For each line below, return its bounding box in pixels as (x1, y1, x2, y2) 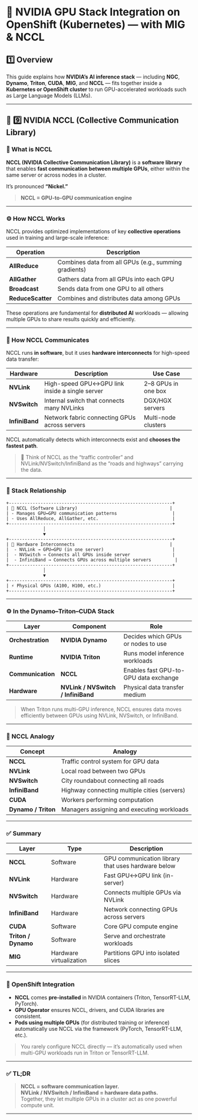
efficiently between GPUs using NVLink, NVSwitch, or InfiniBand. (20, 711, 179, 719)
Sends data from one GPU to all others (57, 285, 164, 293)
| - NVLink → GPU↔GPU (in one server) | (6, 546, 176, 553)
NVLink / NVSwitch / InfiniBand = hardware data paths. (20, 1089, 159, 1096)
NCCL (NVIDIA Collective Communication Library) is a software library (6, 159, 182, 166)
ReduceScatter (9, 294, 52, 302)
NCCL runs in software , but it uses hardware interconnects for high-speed (6, 350, 190, 357)
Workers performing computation (61, 796, 154, 804)
